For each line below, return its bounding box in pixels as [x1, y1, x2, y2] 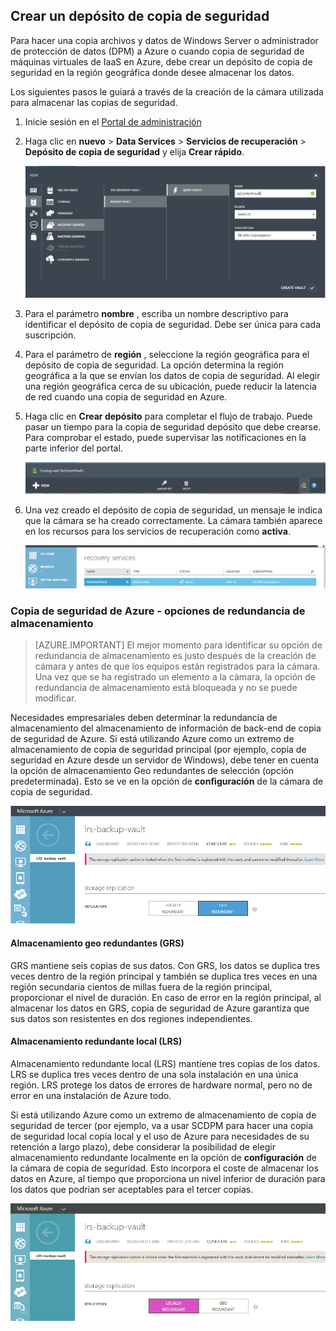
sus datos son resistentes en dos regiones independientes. [10, 1012, 253, 1024]
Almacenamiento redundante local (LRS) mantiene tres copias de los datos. [10, 1057, 321, 1069]
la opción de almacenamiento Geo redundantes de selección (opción [10, 765, 294, 777]
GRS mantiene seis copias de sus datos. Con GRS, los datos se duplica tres [10, 959, 321, 971]
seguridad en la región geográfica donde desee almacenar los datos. [10, 66, 295, 78]
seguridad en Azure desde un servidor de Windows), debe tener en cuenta [10, 754, 320, 766]
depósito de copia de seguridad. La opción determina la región [24, 359, 285, 371]
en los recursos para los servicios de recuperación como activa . [24, 525, 292, 538]
